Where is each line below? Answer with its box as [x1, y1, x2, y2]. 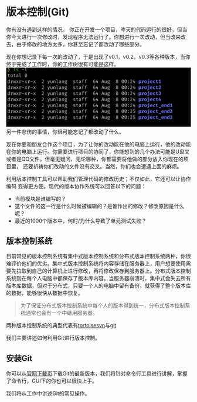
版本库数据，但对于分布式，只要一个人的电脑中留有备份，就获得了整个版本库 [6, 282, 191, 289]
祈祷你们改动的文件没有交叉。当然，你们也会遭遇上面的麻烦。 [33, 162, 182, 170]
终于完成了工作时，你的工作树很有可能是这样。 [6, 60, 119, 68]
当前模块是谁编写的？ [14, 195, 66, 202]
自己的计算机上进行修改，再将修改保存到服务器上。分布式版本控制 [31, 267, 191, 274]
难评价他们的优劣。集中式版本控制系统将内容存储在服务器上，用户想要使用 [6, 260, 186, 267]
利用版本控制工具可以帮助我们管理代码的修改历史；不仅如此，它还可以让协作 [6, 175, 191, 182]
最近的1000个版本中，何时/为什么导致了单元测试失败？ [14, 217, 147, 224]
